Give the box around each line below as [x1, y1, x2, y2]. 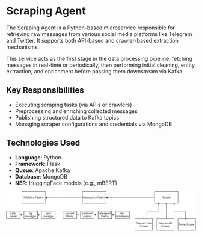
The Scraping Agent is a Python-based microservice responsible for [6, 24, 176, 31]
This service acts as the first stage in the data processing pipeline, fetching [6, 55, 192, 62]
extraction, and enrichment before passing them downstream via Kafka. [6, 67, 185, 75]
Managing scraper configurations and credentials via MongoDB [14, 120, 173, 128]
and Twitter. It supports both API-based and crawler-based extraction [6, 37, 179, 44]
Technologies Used [6, 138, 80, 148]
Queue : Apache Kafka [14, 167, 70, 174]
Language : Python [14, 153, 61, 161]
